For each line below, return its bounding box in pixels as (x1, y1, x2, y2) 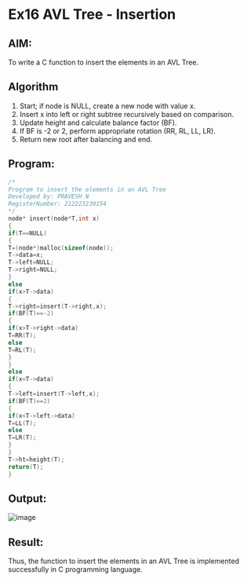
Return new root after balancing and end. (19, 134, 153, 144)
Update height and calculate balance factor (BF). (19, 118, 177, 127)
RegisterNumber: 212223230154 (8, 200, 107, 208)
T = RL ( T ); (8, 346, 37, 354)
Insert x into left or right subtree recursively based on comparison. (19, 109, 234, 119)
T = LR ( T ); (8, 434, 37, 441)
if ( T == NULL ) (8, 229, 47, 237)
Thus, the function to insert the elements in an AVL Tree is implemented (8, 556, 240, 566)
